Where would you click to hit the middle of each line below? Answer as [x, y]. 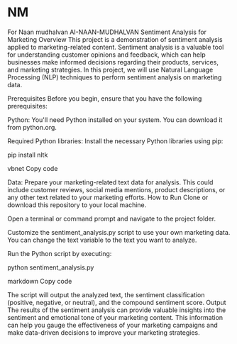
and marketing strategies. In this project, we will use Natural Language [110, 70]
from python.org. [32, 127]
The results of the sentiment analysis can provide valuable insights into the [117, 310]
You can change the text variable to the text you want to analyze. [102, 240]
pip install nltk [28, 155]
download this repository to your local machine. [77, 205]
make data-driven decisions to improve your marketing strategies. [104, 332]
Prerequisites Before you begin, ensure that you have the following [105, 98]
